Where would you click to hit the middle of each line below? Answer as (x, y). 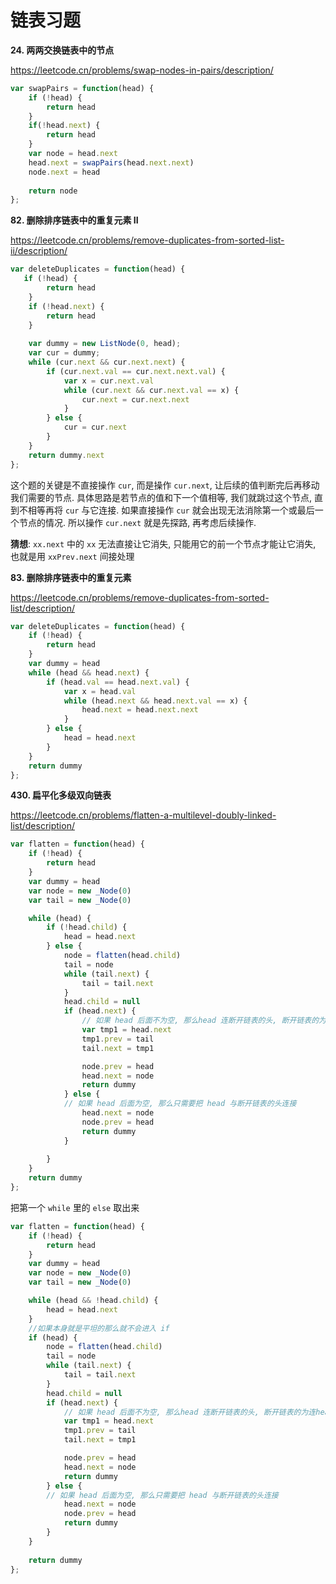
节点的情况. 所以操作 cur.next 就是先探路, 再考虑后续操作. (137, 522)
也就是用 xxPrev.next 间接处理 (72, 556)
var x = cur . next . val (109, 381)
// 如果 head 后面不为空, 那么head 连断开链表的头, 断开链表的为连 (190, 1412)
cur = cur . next (95, 427)
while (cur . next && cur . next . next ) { (107, 362)
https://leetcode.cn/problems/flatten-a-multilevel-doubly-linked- (143, 815)
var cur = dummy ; (64, 353)
